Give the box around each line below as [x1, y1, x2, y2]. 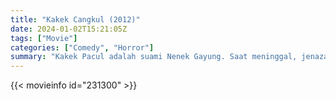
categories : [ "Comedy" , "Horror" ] [10, 42, 155, 53]
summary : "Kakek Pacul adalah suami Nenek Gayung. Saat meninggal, [10, 52, 298, 62]
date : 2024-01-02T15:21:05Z [10, 24, 128, 34]
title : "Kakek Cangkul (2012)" [10, 14, 141, 25]
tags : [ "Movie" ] [10, 33, 78, 43]
